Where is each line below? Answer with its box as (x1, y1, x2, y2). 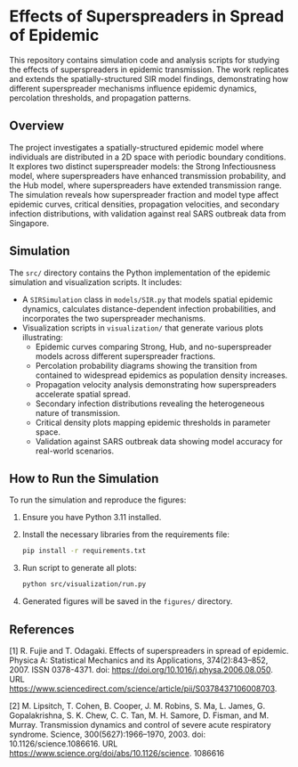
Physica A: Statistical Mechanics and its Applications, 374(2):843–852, (9, 655, 269, 665)
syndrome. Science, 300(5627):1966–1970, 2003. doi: (9, 729, 206, 739)
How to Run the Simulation (9, 470, 159, 486)
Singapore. (9, 217, 50, 228)
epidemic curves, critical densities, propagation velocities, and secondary (9, 199, 280, 209)
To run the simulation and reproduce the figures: (9, 494, 187, 505)
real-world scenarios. (35, 445, 114, 456)
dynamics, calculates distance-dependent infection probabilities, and (21, 303, 276, 314)
